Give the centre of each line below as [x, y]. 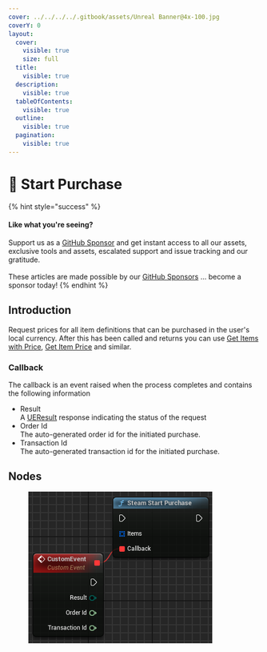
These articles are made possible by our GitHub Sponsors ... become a [125, 276]
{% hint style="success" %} [55, 206]
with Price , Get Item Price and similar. [70, 346]
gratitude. [24, 260]
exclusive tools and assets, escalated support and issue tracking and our [128, 251]
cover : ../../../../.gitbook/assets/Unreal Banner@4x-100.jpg [114, 17]
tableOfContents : [44, 101]
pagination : [36, 135]
